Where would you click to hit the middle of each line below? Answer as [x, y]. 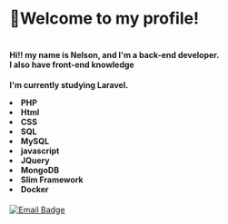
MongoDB [40, 170]
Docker [35, 190]
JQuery [35, 161]
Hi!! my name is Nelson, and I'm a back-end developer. [114, 54]
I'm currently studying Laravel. [69, 85]
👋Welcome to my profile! [104, 19]
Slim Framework [52, 180]
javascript [40, 151]
